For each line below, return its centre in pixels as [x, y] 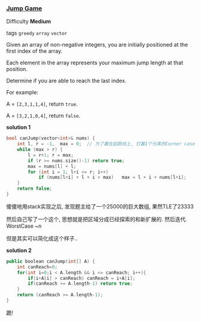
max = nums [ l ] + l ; [52, 166]
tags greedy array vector [37, 33]
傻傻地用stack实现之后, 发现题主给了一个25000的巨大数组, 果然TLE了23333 [100, 206]
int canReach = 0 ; [37, 267]
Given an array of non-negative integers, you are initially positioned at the [97, 45]
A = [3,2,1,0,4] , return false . [43, 116]
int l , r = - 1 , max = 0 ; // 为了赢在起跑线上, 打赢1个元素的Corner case [106, 144]
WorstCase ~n [24, 226]
